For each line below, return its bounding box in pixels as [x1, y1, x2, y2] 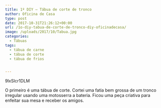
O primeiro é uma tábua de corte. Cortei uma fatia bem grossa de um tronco [5, 87, 157, 93]
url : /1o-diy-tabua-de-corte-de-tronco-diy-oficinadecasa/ [5, 25, 127, 30]
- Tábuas [9, 39, 27, 43]
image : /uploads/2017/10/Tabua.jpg [5, 29, 77, 34]
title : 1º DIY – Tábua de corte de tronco [5, 7, 92, 12]
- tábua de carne [9, 47, 44, 52]
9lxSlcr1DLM [5, 78, 30, 84]
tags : [5, 43, 16, 48]
